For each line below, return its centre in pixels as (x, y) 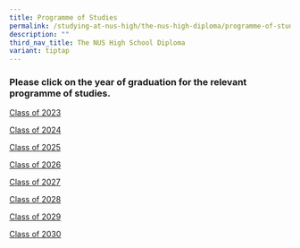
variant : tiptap (39, 51)
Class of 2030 (35, 235)
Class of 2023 (35, 113)
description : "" (39, 34)
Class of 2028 (35, 200)
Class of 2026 (35, 165)
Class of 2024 (35, 130)
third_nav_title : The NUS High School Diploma (97, 43)
